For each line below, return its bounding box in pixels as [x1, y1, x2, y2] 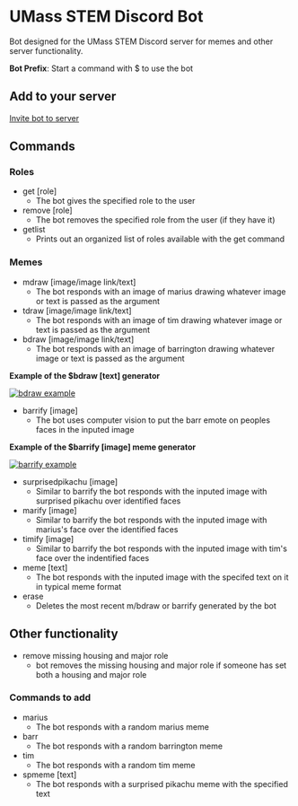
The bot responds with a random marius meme [35, 721, 209, 732]
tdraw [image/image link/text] [22, 305, 132, 316]
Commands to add [9, 691, 92, 704]
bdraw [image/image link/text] [22, 334, 135, 345]
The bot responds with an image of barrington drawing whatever [35, 343, 276, 354]
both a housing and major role [35, 669, 147, 679]
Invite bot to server [9, 112, 79, 123]
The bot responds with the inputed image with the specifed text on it [35, 572, 289, 583]
